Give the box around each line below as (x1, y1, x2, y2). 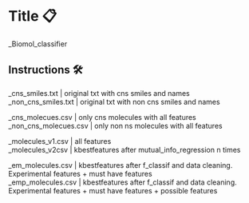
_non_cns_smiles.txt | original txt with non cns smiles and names (8, 97, 221, 106)
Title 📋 (8, 7, 57, 26)
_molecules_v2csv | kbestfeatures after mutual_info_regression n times (8, 145, 241, 154)
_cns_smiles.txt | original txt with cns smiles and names (8, 88, 190, 98)
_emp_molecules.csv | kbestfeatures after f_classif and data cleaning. (8, 177, 237, 187)
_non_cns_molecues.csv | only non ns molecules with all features (8, 121, 223, 130)
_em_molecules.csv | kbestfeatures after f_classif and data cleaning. (8, 160, 233, 169)
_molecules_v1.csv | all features (8, 136, 112, 145)
